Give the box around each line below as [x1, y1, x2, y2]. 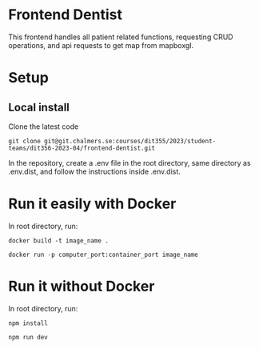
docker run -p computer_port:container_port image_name [8, 251, 198, 259]
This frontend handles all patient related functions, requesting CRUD [8, 32, 233, 42]
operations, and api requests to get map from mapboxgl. [8, 40, 194, 50]
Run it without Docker [8, 278, 155, 295]
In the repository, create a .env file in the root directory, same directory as [8, 158, 251, 167]
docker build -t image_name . [8, 236, 110, 245]
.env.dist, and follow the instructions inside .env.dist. [8, 166, 181, 176]
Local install [8, 100, 70, 114]
